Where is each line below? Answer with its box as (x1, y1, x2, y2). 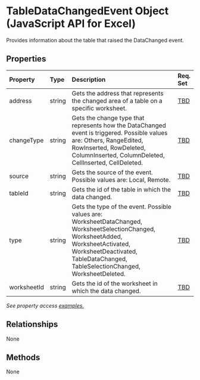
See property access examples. (6, 302, 85, 309)
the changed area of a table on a (71, 97, 162, 105)
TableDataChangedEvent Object (6, 4, 169, 18)
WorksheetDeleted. (71, 270, 126, 278)
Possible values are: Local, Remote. (71, 175, 171, 184)
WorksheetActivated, (71, 240, 131, 248)
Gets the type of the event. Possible (71, 202, 171, 211)
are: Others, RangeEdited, (71, 136, 143, 144)
